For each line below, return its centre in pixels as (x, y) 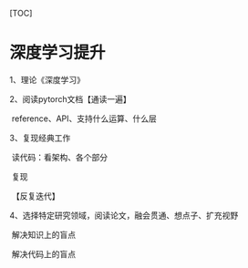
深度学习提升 (58, 53)
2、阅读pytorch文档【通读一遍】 (71, 98)
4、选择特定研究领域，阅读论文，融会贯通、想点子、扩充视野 (124, 215)
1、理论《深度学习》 (47, 79)
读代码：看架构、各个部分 (59, 157)
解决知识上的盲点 (43, 234)
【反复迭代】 (36, 196)
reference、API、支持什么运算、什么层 (84, 119)
